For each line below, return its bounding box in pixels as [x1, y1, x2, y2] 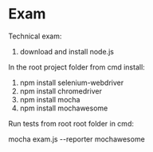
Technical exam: [8, 31, 62, 41]
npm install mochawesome [19, 103, 108, 113]
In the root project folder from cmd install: [8, 62, 145, 72]
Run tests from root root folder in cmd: [8, 118, 134, 128]
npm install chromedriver [19, 86, 102, 96]
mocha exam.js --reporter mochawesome [8, 134, 145, 144]
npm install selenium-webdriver [19, 78, 124, 87]
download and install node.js [19, 46, 114, 56]
